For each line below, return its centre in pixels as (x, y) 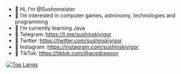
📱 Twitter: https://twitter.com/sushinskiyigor (68, 41)
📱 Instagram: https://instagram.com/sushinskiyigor (77, 47)
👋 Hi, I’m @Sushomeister (45, 9)
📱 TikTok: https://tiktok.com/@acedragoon (66, 53)
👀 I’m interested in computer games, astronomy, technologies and (95, 15)
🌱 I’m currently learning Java (50, 28)
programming (31, 22)
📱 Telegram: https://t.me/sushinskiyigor (63, 34)
